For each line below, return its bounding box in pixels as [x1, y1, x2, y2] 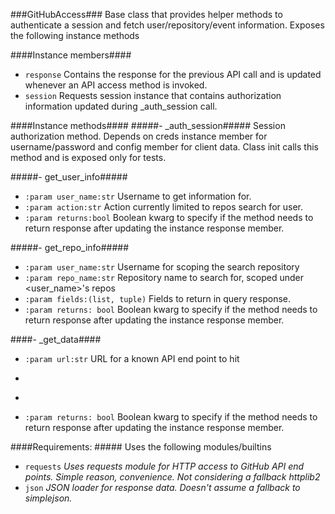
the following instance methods [10, 30, 140, 41]
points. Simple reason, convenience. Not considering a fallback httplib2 [24, 471, 321, 483]
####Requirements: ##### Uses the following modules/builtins [10, 441, 272, 453]
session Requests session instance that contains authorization [24, 90, 282, 101]
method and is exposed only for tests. [10, 152, 167, 163]
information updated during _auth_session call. [24, 100, 218, 112]
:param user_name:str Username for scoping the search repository [24, 261, 300, 273]
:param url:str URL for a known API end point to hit [24, 353, 240, 364]
